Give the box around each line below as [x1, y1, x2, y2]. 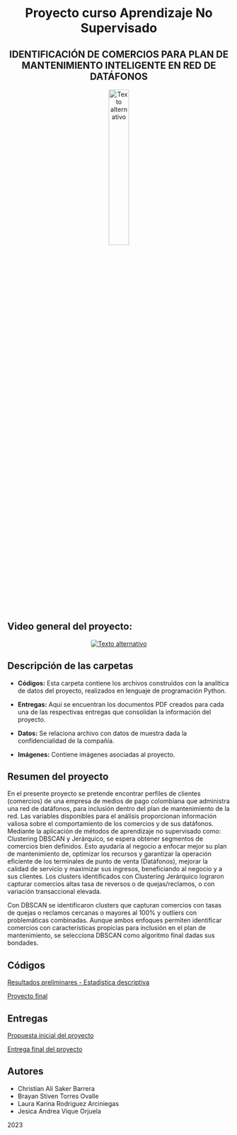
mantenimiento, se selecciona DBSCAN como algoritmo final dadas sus [7, 931, 215, 940]
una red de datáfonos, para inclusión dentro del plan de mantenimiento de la [7, 805, 230, 813]
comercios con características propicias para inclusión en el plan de [7, 924, 207, 932]
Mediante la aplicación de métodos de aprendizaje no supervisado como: [7, 827, 221, 836]
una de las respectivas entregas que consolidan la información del [17, 708, 212, 716]
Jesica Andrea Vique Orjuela [17, 1107, 101, 1115]
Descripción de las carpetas [7, 660, 134, 672]
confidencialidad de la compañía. [17, 736, 115, 745]
